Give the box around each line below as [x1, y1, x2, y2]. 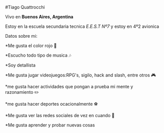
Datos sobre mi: [5, 33, 38, 39]
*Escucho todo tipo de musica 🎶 [5, 52, 72, 58]
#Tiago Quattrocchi [5, 4, 45, 10]
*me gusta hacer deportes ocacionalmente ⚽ [5, 101, 98, 107]
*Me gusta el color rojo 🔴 [5, 43, 57, 49]
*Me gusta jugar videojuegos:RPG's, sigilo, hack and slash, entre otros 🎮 [5, 72, 156, 78]
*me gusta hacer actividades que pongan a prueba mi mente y [5, 84, 133, 89]
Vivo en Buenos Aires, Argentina [5, 14, 74, 19]
